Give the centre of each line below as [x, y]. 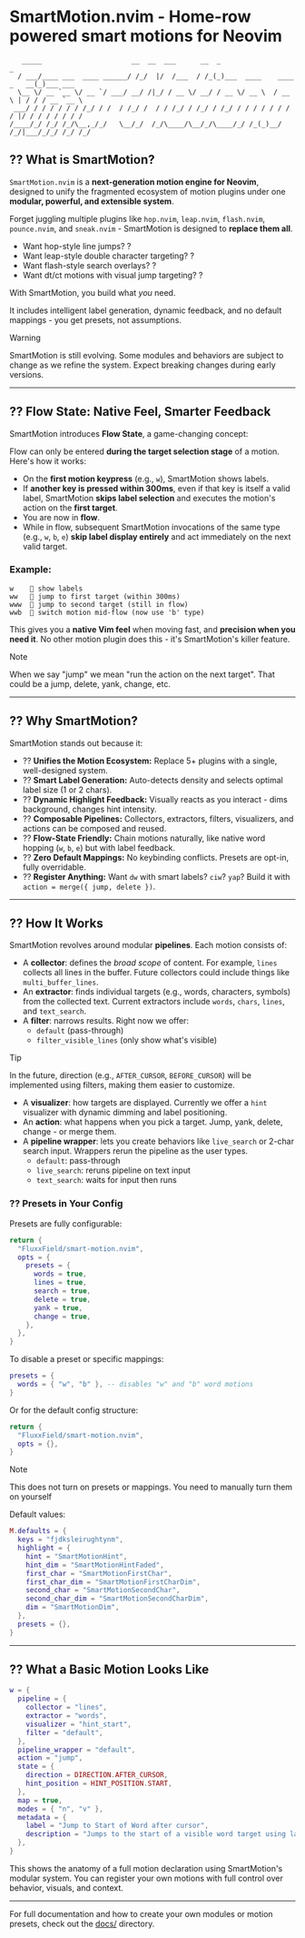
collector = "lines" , [66, 1708]
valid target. [45, 546]
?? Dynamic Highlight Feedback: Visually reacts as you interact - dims [155, 799]
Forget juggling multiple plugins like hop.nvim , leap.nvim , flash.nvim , [138, 218]
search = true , [62, 1291]
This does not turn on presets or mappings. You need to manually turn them [151, 1487]
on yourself [31, 1497]
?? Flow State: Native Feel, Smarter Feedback [140, 412]
